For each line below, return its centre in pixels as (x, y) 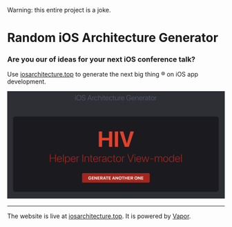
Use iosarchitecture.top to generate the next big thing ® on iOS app (103, 75)
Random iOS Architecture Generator (113, 38)
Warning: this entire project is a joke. (59, 10)
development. (27, 81)
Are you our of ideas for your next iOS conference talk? (101, 59)
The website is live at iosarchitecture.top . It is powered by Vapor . (99, 216)
